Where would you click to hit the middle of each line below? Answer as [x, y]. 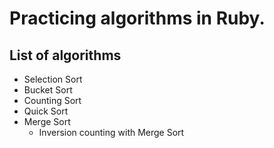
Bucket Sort [48, 90]
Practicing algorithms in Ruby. [137, 18]
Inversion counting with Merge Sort [111, 132]
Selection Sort [53, 79]
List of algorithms [65, 55]
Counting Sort [52, 100]
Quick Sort [46, 111]
